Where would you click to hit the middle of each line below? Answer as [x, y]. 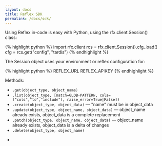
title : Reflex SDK [24, 14]
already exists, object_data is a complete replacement [66, 115]
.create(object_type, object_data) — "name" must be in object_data [82, 105]
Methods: [15, 80]
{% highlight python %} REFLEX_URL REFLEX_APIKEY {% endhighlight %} [80, 71]
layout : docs [18, 9]
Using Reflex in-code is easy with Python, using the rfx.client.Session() [76, 33]
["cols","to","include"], [38, 100]
